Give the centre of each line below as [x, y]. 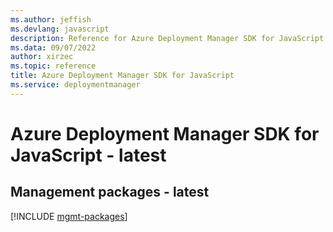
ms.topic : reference [53, 66]
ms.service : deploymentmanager [75, 85]
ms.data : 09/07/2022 [53, 47]
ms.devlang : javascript [60, 29]
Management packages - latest [110, 192]
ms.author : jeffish [51, 19]
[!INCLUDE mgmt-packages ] [69, 216]
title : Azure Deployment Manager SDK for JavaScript [122, 76]
